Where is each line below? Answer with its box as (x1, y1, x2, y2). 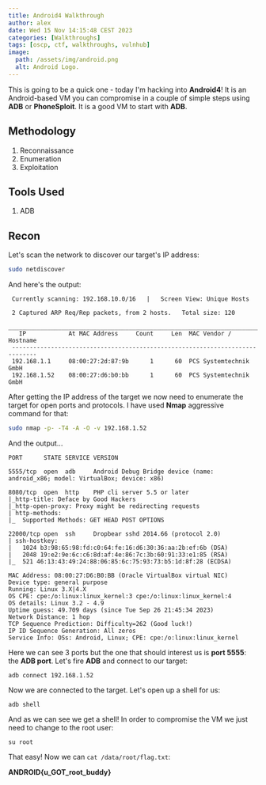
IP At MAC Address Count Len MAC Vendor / (18, 330, 232, 338)
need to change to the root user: (8, 722, 114, 732)
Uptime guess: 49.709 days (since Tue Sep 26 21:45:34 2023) (8, 606, 215, 614)
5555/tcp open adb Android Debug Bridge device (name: (8, 468, 215, 476)
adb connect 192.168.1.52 (8, 671, 93, 679)
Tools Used (8, 185, 65, 199)
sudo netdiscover (8, 266, 66, 274)
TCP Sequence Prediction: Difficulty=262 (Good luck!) (8, 620, 193, 628)
